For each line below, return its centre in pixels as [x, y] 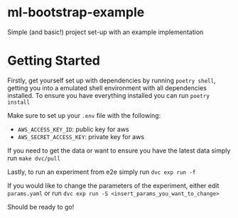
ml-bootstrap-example [76, 12]
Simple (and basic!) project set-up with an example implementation [106, 32]
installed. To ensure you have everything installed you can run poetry [108, 95]
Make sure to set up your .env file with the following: [84, 115]
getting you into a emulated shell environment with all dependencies [107, 88]
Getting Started [54, 61]
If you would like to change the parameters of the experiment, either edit [113, 185]
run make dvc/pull [34, 158]
